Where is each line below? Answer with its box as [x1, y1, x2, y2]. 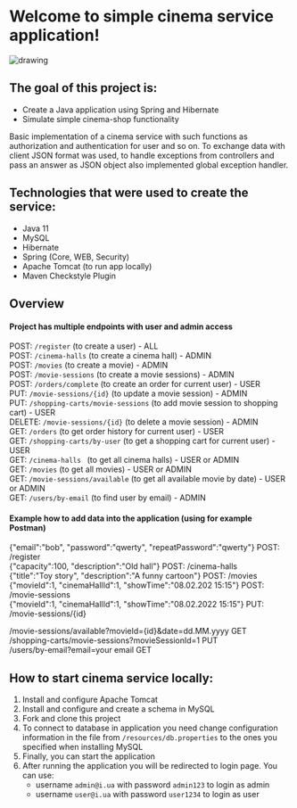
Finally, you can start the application [21, 751, 156, 762]
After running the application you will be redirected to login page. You [21, 761, 278, 771]
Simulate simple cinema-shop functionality [21, 113, 180, 124]
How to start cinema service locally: [9, 671, 214, 686]
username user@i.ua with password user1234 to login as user [35, 789, 260, 800]
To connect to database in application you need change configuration [21, 722, 278, 733]
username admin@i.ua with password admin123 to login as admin [35, 779, 270, 790]
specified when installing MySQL [21, 742, 144, 753]
